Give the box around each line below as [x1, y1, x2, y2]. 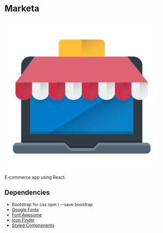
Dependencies [4, 188, 50, 197]
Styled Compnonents [11, 222, 55, 228]
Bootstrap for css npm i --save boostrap [11, 201, 93, 207]
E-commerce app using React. [4, 174, 66, 180]
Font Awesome [11, 211, 42, 218]
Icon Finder [11, 217, 35, 223]
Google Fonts [11, 207, 39, 212]
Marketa [4, 3, 40, 14]
